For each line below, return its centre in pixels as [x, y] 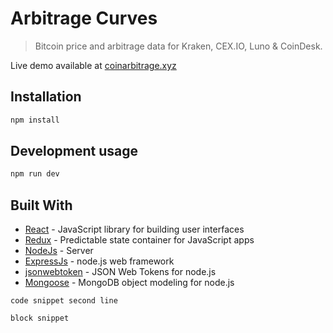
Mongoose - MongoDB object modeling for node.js [129, 283]
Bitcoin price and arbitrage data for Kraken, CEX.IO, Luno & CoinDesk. [178, 46]
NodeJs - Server [59, 251]
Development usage [74, 151]
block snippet [40, 318]
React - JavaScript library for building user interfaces [134, 229]
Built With [41, 205]
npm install [35, 120]
